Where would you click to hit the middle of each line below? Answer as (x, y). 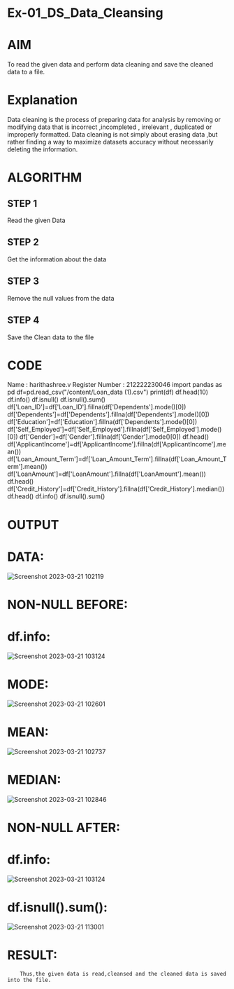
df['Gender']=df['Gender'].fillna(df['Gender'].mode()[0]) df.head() (115, 437)
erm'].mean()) (27, 467)
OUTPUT (33, 525)
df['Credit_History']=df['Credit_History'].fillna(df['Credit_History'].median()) (116, 489)
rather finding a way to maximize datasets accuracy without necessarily (111, 142)
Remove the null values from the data (61, 298)
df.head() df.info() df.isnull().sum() (56, 496)
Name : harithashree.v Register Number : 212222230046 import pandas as (115, 385)
